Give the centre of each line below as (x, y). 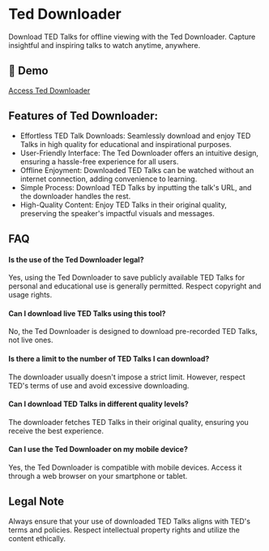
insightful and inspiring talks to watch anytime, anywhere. (105, 45)
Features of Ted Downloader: (83, 116)
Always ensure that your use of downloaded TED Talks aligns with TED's (130, 521)
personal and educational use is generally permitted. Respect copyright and (135, 286)
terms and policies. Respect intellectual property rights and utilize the (124, 530)
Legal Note (36, 502)
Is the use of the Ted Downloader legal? (76, 259)
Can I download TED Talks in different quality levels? (98, 404)
